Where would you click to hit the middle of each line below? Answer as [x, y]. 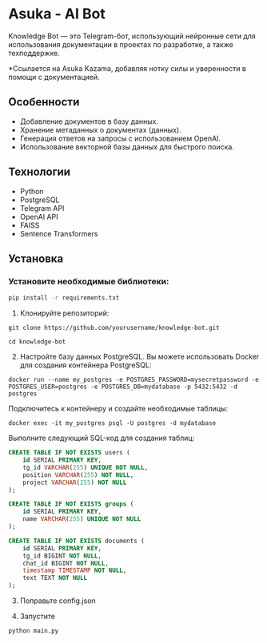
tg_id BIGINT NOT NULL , [62, 556]
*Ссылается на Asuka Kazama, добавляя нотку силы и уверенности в [127, 68]
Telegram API [42, 208]
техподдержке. [34, 53]
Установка [36, 258]
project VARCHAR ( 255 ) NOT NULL [75, 482]
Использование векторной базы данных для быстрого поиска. [127, 147]
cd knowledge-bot [37, 342]
